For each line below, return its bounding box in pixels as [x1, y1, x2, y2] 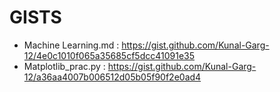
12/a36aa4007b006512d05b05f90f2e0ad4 [23, 71, 202, 83]
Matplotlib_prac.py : [23, 60, 106, 72]
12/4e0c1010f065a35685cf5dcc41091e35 [23, 49, 195, 61]
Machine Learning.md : [23, 39, 120, 51]
